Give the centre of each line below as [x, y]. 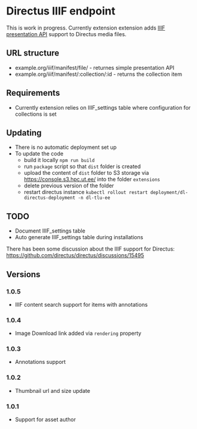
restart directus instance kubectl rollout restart [86, 192]
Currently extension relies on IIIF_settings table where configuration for [103, 107]
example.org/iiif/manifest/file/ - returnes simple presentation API [95, 67]
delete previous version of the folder [69, 186]
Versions [23, 274]
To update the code [39, 154]
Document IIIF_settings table [50, 231]
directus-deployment [50, 198]
